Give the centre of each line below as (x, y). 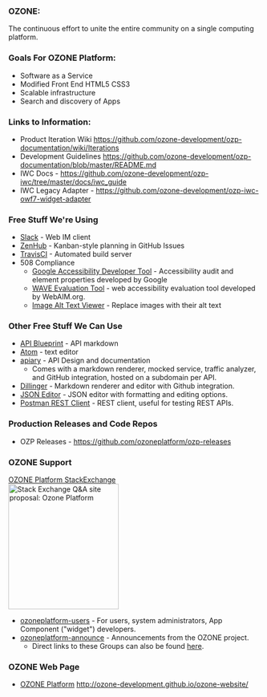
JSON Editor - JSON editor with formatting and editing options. (124, 395)
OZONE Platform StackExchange (62, 480)
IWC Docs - (39, 173)
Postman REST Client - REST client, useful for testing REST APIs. (127, 403)
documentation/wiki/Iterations (69, 148)
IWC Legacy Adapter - (57, 190)
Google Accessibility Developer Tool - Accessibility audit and (133, 271)
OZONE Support (40, 462)
